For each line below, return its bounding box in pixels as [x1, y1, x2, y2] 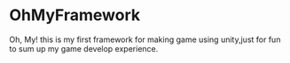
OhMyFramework [9, 5, 140, 25]
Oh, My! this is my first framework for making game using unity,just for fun [9, 34, 281, 45]
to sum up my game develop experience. [9, 43, 159, 53]
